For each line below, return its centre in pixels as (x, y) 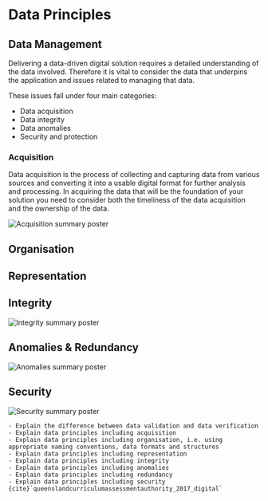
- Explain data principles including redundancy (91, 475)
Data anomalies (45, 128)
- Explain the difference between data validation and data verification (134, 426)
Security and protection (59, 136)
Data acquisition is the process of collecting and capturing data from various (134, 175)
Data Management (55, 44)
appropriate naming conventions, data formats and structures (114, 447)
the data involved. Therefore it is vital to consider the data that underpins (128, 72)
